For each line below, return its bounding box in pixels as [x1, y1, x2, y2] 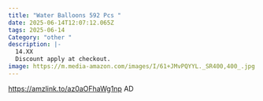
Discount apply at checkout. [15, 56, 111, 63]
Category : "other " [8, 33, 72, 41]
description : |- [8, 41, 61, 49]
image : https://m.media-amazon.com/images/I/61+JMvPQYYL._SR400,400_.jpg [8, 63, 256, 70]
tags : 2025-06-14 [8, 26, 65, 34]
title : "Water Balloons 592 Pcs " [8, 11, 122, 20]
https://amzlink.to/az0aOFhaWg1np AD [8, 84, 134, 93]
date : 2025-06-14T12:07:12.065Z [8, 19, 114, 27]
